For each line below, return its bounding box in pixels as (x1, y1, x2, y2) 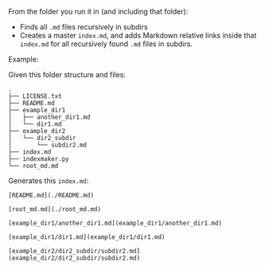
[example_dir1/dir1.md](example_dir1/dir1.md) (8, 233, 166, 241)
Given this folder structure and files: (8, 70, 126, 79)
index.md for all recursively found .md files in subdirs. (19, 39, 193, 49)
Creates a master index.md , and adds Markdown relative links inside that (19, 31, 257, 40)
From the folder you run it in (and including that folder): (8, 7, 189, 16)
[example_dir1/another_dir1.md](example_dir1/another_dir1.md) (8, 219, 223, 227)
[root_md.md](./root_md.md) (8, 205, 102, 213)
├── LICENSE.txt (8, 92, 62, 100)
